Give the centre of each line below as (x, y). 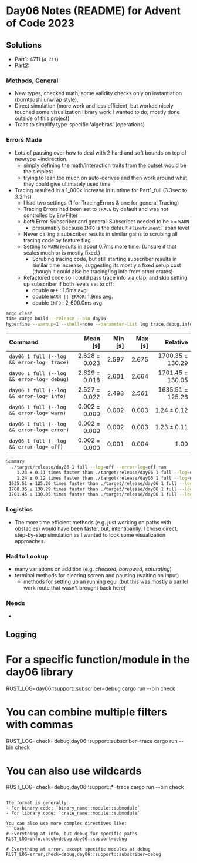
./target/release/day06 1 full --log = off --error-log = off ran (89, 467)
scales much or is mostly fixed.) (62, 252)
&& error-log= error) (39, 430)
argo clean (19, 313)
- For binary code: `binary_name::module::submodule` (73, 808)
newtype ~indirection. (41, 159)
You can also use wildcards (74, 771)
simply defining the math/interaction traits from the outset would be (105, 165)
